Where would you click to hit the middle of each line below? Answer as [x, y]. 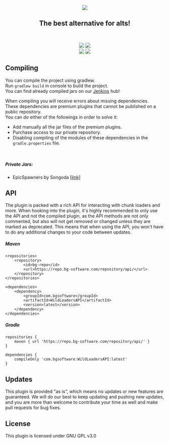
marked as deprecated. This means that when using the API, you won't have [84, 227]
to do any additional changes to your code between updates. [69, 232]
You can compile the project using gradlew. [50, 80]
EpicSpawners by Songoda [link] [46, 177]
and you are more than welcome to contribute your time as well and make [81, 402]
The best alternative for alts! [85, 24]
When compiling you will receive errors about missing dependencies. [77, 101]
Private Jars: [19, 164]
